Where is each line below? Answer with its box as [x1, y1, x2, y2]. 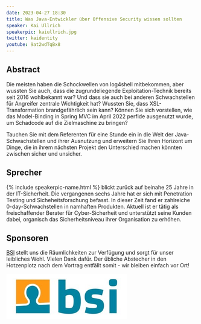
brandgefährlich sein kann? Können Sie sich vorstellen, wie [45, 106, 193, 113]
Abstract [6, 65, 40, 75]
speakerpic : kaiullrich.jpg [6, 29, 77, 35]
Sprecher [6, 168, 42, 178]
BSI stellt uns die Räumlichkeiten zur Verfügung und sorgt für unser [6, 249, 174, 256]
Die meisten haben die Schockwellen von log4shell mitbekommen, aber [6, 80, 184, 87]
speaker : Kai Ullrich [6, 22, 61, 28]
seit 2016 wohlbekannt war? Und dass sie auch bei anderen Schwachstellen [6, 94, 195, 101]
